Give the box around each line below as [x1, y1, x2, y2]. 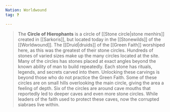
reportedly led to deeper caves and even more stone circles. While [17, 91, 158, 97]
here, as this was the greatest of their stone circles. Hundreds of [17, 47, 154, 53]
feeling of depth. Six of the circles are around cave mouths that [17, 85, 151, 91]
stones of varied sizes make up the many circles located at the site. [17, 52, 160, 59]
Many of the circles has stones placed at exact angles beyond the [17, 58, 156, 64]
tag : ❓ [5, 12, 19, 17]
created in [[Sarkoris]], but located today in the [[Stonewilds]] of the [17, 36, 161, 42]
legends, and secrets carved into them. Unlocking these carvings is [17, 69, 160, 75]
